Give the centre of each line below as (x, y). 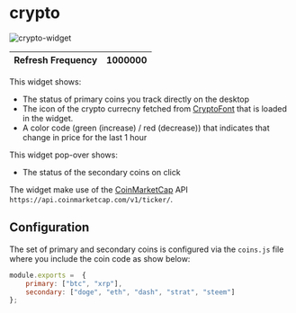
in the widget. (48, 118)
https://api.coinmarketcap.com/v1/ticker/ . (91, 199)
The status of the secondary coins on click (102, 172)
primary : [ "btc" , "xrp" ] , (74, 283)
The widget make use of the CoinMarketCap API (99, 189)
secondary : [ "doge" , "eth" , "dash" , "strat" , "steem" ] (130, 292)
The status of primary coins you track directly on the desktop (136, 99)
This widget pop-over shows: (64, 155)
